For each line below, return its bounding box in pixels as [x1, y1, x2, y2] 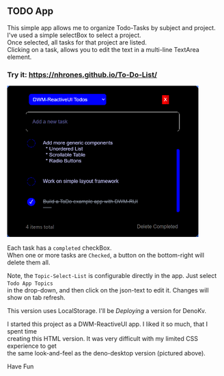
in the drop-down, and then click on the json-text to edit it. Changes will [7, 286, 210, 294]
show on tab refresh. [7, 294, 66, 302]
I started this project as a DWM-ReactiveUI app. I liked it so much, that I [7, 320, 208, 328]
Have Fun [7, 362, 34, 371]
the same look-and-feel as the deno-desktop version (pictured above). [7, 349, 206, 358]
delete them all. [7, 258, 51, 266]
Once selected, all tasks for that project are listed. [7, 38, 147, 47]
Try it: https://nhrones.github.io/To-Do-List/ [7, 70, 158, 79]
